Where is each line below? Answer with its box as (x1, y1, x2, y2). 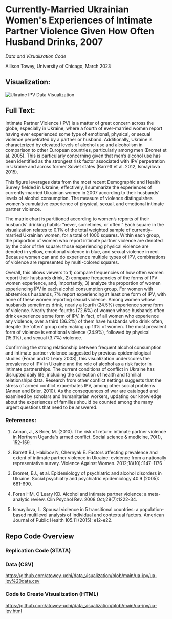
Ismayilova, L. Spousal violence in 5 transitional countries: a (12, 506, 139, 512)
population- (139, 506, 164, 512)
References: (5, 417, 37, 424)
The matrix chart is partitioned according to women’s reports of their (5, 216, 150, 222)
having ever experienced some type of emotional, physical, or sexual (5, 130, 151, 137)
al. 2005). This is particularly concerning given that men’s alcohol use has (5, 152, 161, 159)
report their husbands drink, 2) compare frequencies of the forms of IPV (5, 275, 158, 281)
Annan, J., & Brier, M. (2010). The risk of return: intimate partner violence (12, 428, 166, 434)
